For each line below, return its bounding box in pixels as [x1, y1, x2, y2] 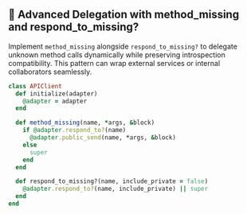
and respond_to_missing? [8, 21, 139, 34]
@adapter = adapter [22, 97, 88, 105]
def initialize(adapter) [15, 89, 98, 98]
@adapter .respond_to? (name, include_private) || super [22, 185, 209, 193]
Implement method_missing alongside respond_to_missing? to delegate [8, 41, 237, 51]
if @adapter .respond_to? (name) [22, 126, 127, 134]
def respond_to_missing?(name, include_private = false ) [15, 177, 209, 185]
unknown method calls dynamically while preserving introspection [8, 49, 225, 60]
